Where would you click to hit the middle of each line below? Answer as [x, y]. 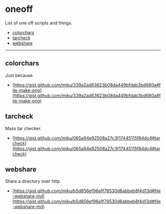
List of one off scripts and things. [39, 23]
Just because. [20, 75]
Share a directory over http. [33, 181]
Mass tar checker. [23, 128]
